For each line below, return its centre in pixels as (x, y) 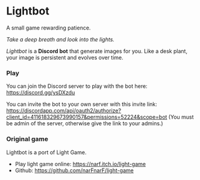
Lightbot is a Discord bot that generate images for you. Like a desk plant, (97, 51)
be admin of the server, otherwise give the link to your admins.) (85, 123)
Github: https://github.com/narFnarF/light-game (74, 170)
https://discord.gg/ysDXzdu (41, 93)
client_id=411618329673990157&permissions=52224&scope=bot (87, 117)
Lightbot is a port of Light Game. (46, 152)
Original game (27, 139)
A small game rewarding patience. (48, 28)
